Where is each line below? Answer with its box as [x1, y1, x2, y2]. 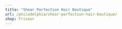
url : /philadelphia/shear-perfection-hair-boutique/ [5, 12, 117, 17]
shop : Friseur [5, 16, 35, 21]
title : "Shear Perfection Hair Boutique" [5, 7, 93, 12]
